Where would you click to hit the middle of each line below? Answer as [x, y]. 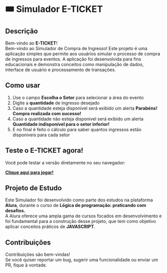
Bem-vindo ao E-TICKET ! [31, 43]
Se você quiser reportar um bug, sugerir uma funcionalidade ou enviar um [82, 260]
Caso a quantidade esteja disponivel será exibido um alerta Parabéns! [85, 108]
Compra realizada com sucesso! [47, 113]
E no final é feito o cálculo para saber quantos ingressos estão [77, 129]
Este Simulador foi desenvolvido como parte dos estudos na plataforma [79, 200]
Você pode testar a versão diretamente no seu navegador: [65, 162]
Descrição [22, 31]
